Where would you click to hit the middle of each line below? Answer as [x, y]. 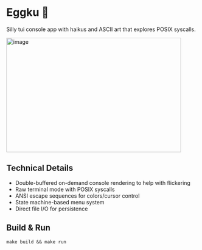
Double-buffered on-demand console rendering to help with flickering [103, 182]
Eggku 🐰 [28, 12]
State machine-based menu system [60, 202]
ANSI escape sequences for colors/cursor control [77, 196]
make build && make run [37, 242]
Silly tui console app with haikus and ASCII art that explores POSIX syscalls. [101, 29]
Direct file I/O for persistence [51, 209]
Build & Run [28, 228]
